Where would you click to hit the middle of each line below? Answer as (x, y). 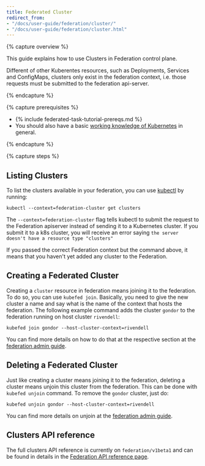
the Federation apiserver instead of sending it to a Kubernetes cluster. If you (102, 226)
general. (26, 132)
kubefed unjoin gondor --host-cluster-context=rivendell (80, 404)
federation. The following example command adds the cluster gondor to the (101, 310)
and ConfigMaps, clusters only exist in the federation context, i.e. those (96, 77)
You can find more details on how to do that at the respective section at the (101, 339)
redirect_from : (26, 18)
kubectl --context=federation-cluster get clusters (73, 208)
